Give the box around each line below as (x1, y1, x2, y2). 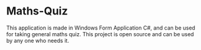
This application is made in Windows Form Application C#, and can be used (6, 24, 196, 31)
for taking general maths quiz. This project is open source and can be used (6, 30, 194, 37)
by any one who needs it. (6, 37, 70, 44)
